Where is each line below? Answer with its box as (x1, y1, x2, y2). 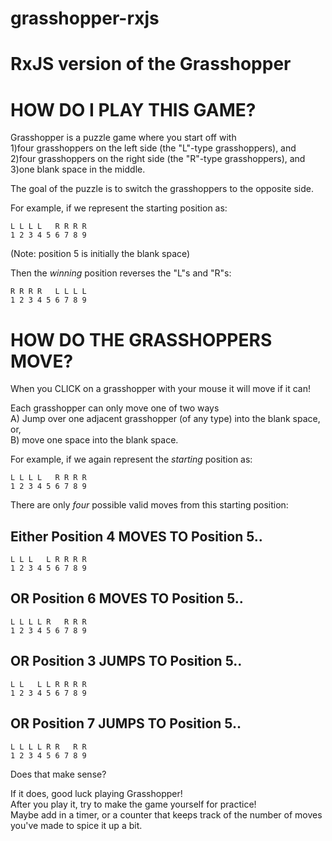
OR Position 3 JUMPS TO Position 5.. (10, 653, 243, 670)
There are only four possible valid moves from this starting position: (10, 499, 289, 511)
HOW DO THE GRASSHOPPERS (10, 328, 273, 351)
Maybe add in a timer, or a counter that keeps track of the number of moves (10, 808, 323, 821)
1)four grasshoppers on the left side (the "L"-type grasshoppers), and (10, 142, 297, 154)
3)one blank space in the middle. (10, 163, 146, 176)
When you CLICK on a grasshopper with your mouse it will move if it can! (10, 383, 312, 395)
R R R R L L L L (10, 287, 87, 297)
